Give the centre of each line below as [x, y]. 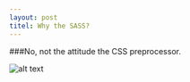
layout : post [34, 17]
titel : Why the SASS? [50, 26]
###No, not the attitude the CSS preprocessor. [95, 51]
